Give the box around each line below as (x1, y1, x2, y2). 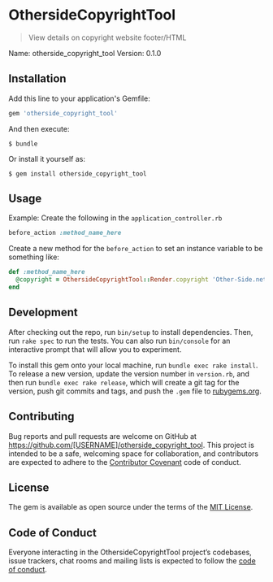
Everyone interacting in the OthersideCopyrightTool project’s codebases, (8, 547, 252, 558)
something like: (8, 252, 59, 262)
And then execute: (8, 124, 70, 133)
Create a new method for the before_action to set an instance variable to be (8, 244, 263, 254)
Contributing (8, 410, 75, 423)
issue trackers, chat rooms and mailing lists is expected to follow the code (8, 556, 256, 566)
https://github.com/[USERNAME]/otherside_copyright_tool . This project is (8, 440, 254, 450)
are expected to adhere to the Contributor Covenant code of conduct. (8, 457, 241, 467)
